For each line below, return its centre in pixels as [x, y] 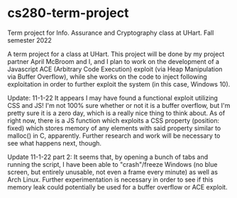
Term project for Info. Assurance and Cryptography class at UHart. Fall [111, 33]
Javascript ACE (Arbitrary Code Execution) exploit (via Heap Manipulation [115, 69]
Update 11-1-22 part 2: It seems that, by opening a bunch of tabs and [108, 157]
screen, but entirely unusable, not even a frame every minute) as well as [113, 172]
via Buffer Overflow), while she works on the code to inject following [107, 77]
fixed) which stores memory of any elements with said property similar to [114, 128]
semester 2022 [29, 40]
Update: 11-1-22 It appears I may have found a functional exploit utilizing [113, 98]
